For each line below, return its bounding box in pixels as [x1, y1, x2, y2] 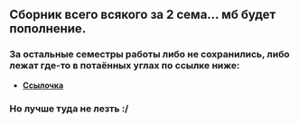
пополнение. [9, 22, 87, 37]
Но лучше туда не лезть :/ [9, 102, 129, 115]
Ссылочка [22, 80, 64, 91]
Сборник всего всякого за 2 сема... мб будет [9, 7, 276, 22]
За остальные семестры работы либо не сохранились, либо [9, 48, 291, 61]
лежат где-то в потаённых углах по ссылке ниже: [9, 59, 240, 72]
